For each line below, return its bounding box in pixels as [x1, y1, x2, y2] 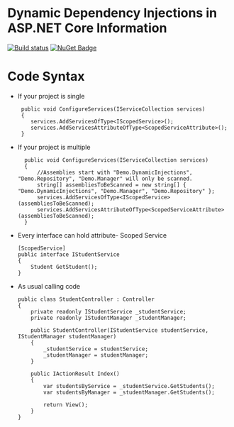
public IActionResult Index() [30, 370, 120, 377]
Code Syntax [7, 69, 85, 84]
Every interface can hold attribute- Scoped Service [17, 231, 167, 239]
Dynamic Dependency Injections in [7, 5, 218, 21]
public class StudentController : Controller [17, 296, 155, 303]
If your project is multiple [17, 143, 91, 151]
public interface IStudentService [17, 250, 120, 258]
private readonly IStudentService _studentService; [30, 308, 186, 315]
